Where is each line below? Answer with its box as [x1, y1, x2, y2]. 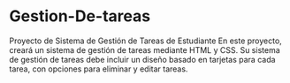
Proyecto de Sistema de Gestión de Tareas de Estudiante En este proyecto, [9, 35, 283, 46]
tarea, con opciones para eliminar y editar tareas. [9, 64, 188, 74]
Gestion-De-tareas [9, 6, 151, 26]
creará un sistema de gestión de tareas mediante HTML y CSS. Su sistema [9, 44, 280, 55]
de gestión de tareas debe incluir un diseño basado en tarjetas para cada [9, 54, 276, 64]
